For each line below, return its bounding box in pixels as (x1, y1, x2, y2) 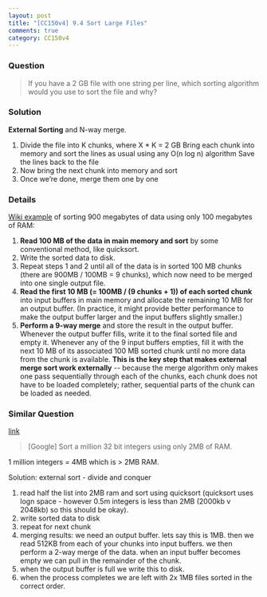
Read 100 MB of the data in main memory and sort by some (19, 236, 219, 245)
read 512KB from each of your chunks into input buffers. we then (19, 539, 233, 548)
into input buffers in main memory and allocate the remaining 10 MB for (19, 296, 253, 305)
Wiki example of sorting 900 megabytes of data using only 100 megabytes (8, 212, 253, 222)
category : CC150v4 (8, 33, 69, 42)
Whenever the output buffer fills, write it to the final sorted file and (19, 329, 238, 339)
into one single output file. (19, 278, 106, 288)
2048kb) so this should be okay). (19, 505, 129, 515)
